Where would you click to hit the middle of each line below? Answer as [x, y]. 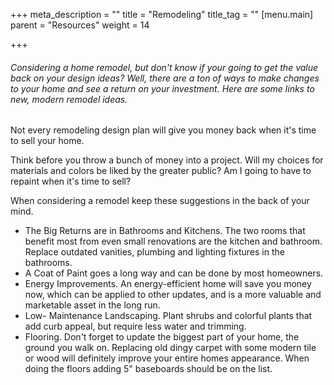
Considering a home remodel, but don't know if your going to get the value [164, 67]
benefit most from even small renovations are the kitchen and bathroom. [173, 241]
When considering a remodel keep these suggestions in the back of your [160, 201]
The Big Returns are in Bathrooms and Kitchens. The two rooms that [165, 231]
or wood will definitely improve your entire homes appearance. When [167, 358]
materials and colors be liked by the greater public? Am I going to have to [161, 171]
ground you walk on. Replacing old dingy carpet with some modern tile [170, 348]
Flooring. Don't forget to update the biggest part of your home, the [162, 337]
